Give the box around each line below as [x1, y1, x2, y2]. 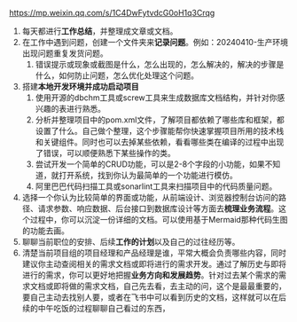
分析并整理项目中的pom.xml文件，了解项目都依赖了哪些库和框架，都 [35, 114, 285, 125]
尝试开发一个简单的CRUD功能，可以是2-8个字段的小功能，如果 [35, 159, 265, 169]
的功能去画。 [21, 225, 69, 236]
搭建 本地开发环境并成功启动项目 [21, 82, 139, 91]
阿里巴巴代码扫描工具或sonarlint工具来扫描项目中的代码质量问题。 [35, 181, 277, 192]
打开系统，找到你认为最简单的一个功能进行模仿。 [59, 170, 238, 180]
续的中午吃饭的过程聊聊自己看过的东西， [21, 303, 170, 313]
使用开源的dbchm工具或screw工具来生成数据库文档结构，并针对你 [35, 92, 277, 103]
